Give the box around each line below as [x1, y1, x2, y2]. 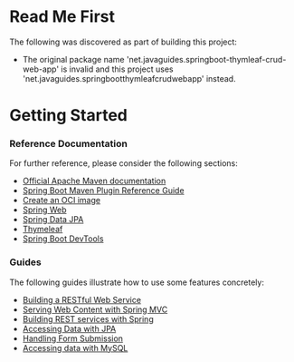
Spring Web [22, 204, 67, 215]
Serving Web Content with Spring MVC [22, 304, 168, 315]
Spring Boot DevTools [22, 233, 104, 244]
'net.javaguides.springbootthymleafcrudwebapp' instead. [22, 73, 237, 83]
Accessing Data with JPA [22, 323, 117, 334]
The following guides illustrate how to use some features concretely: [9, 277, 265, 288]
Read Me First [9, 6, 116, 27]
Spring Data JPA [22, 214, 84, 225]
